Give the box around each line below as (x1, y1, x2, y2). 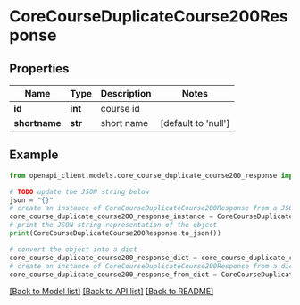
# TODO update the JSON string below (9, 187, 150, 196)
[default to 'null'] (160, 117, 230, 129)
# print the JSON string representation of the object (9, 221, 218, 230)
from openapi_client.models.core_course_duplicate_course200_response (9, 171, 278, 180)
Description (100, 88, 152, 99)
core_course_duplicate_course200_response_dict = (9, 253, 198, 262)
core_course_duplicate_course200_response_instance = (9, 212, 214, 221)
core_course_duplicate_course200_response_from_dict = (9, 270, 218, 279)
